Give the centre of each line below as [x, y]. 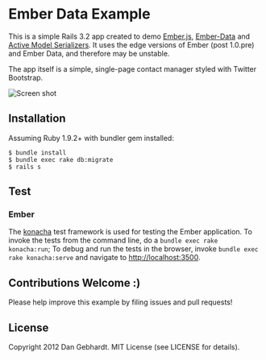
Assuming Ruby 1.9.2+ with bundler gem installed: [91, 138]
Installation [37, 119]
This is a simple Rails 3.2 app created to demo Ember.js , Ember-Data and [129, 36]
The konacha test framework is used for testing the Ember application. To [130, 232]
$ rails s [25, 167]
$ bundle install [37, 153]
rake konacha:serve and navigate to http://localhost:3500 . [104, 258]
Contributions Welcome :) [75, 283]
